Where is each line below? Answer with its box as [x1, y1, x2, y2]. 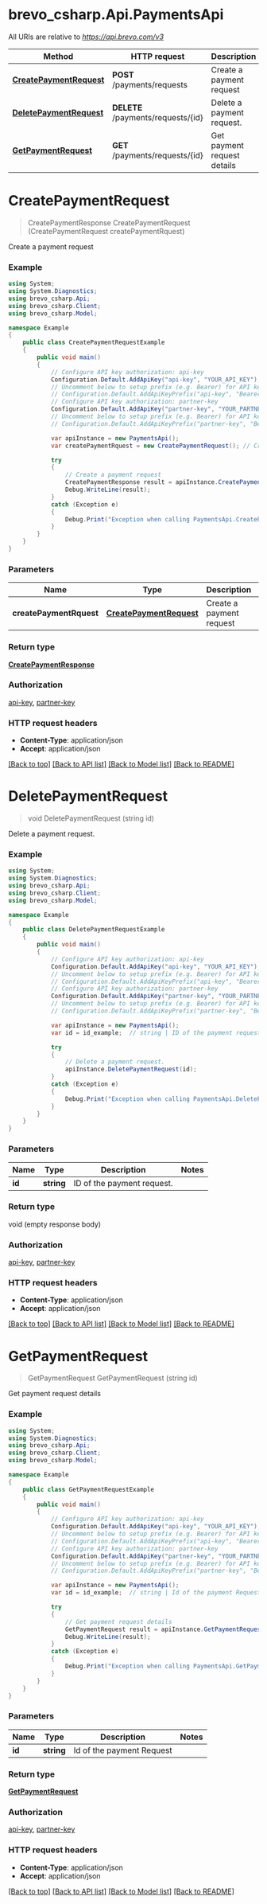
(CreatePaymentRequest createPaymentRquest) [27, 226, 185, 236]
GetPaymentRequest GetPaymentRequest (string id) [27, 1373, 199, 1383]
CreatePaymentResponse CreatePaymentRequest [27, 217, 191, 228]
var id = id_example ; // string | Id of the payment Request [50, 1589, 261, 1597]
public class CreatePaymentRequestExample [22, 338, 165, 347]
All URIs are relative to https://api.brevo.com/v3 [8, 32, 164, 41]
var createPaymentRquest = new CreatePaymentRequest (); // [50, 442, 250, 450]
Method [43, 50, 74, 61]
